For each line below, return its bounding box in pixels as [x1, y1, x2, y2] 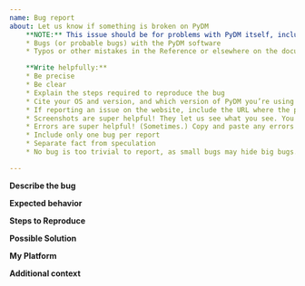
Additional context [9, 268, 82, 279]
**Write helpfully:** [25, 63, 107, 72]
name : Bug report [9, 13, 75, 23]
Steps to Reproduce [9, 214, 86, 226]
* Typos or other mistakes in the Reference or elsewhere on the [25, 47, 279, 56]
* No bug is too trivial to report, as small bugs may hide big [25, 148, 274, 157]
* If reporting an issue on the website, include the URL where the [25, 105, 290, 114]
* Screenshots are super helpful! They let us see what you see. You [25, 114, 295, 123]
